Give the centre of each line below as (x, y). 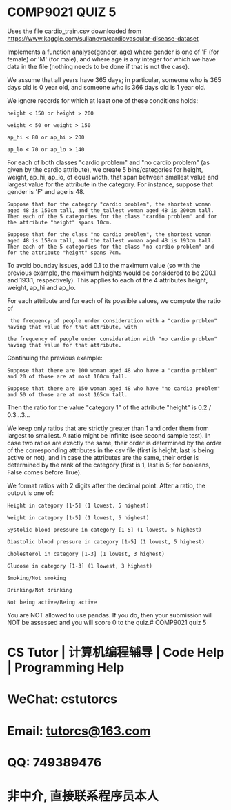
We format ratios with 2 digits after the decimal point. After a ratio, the (106, 485)
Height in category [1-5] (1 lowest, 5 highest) (78, 505)
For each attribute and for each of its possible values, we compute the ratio (114, 300)
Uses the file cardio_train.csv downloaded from (74, 31)
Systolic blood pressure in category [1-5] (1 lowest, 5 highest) (104, 530)
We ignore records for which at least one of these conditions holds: (103, 100)
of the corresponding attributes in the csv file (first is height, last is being (111, 450)
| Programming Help (66, 668)
